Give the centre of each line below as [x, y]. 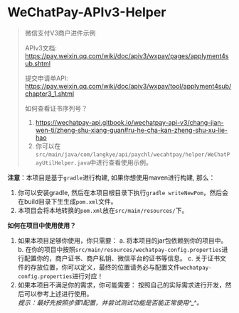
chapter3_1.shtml [49, 94]
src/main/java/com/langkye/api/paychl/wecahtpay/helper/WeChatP [133, 154]
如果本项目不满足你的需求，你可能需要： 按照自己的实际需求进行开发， [121, 285]
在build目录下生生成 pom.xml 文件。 [67, 201]
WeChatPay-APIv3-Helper [87, 12]
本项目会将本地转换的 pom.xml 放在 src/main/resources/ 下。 [103, 210]
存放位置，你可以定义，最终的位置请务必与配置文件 [105, 267]
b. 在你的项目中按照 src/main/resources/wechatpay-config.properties [119, 249]
